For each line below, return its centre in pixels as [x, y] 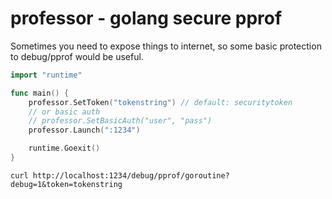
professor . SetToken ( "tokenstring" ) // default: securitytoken [160, 102]
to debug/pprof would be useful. [77, 56]
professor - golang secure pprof [146, 18]
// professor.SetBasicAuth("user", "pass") [120, 121]
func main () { [40, 93]
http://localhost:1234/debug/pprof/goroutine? [131, 175]
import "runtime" [46, 75]
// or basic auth [64, 112]
